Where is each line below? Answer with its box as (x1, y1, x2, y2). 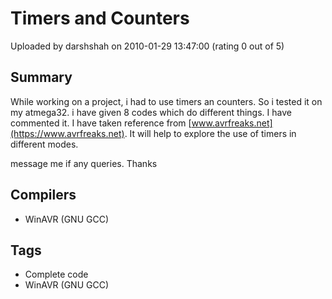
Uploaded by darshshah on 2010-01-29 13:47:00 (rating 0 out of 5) (10, 40, 285, 52)
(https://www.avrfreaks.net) (10, 127, 125, 139)
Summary (10, 69, 73, 86)
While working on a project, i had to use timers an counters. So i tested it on (10, 95, 323, 107)
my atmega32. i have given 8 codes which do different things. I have (10, 106, 292, 118)
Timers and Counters (10, 7, 190, 30)
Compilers (10, 187, 77, 204)
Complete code (24, 268, 89, 281)
